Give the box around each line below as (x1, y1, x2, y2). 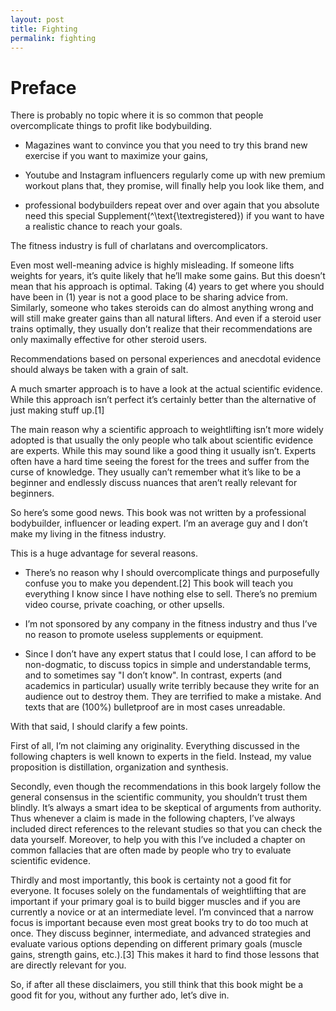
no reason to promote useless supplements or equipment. (24, 629, 264, 641)
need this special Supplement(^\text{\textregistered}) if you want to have (24, 210, 325, 222)
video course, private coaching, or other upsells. (24, 599, 225, 611)
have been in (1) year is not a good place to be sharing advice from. (10, 291, 288, 303)
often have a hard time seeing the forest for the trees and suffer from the (10, 456, 310, 468)
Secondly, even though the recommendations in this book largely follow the (10, 781, 322, 793)
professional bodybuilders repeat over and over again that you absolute (24, 199, 320, 211)
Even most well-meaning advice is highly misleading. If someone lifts (10, 259, 295, 271)
